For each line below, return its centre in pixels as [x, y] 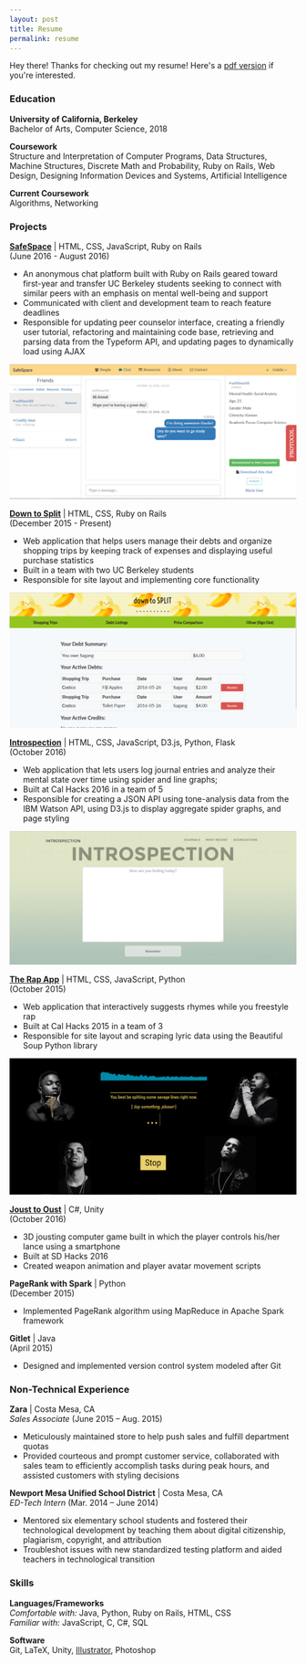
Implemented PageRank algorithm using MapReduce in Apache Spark [153, 1311]
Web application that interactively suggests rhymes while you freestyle [155, 1007]
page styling [46, 818]
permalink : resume [44, 38]
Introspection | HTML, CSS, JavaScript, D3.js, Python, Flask [122, 742]
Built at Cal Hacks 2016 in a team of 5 [93, 789]
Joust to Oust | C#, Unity [57, 1209]
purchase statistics [58, 560]
